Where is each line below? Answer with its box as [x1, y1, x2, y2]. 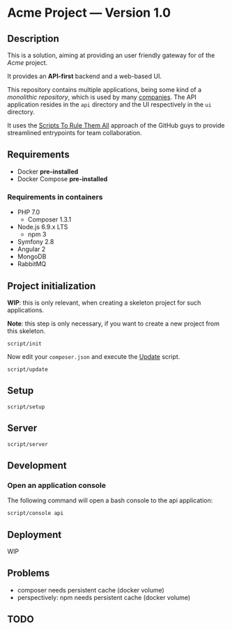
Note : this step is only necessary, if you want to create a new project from [7, 319, 219, 328]
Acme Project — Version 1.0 [7, 5, 171, 21]
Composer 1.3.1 [27, 215, 72, 224]
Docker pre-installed [17, 167, 79, 176]
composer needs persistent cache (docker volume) [17, 585, 165, 594]
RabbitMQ [17, 260, 47, 268]
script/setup [7, 403, 45, 410]
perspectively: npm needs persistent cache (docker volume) [17, 593, 191, 601]
